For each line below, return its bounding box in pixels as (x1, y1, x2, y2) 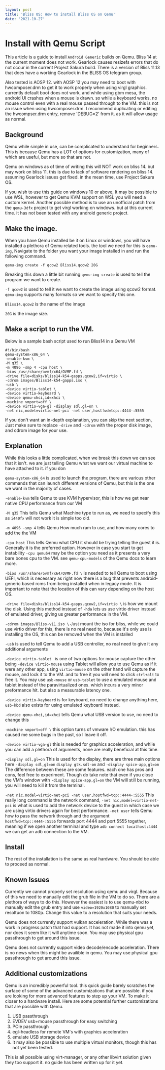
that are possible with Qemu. (5, 1004, 64, 1009)
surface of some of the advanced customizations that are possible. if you (5, 988, 154, 993)
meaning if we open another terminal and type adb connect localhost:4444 (5, 823, 158, 829)
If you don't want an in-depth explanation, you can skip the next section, (5, 417, 152, 423)
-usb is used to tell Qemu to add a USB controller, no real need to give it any (5, 641, 159, 646)
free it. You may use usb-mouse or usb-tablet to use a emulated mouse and (5, 677, 157, 683)
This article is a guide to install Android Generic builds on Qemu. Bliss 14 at (5, 54, 157, 60)
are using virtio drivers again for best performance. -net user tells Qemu (5, 808, 153, 813)
